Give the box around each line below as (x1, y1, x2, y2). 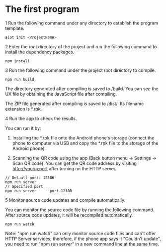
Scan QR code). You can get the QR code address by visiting (12, 160, 137, 166)
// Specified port (5, 184, 43, 189)
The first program (5, 3, 80, 15)
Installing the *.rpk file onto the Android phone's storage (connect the (12, 134, 155, 140)
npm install (5, 58, 30, 63)
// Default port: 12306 (5, 175, 55, 180)
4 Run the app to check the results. (5, 116, 77, 122)
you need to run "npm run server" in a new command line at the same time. (5, 241, 159, 247)
